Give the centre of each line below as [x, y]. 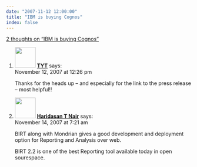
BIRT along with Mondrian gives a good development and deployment [99, 134]
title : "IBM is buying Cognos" [44, 17]
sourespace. [30, 158]
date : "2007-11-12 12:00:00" [42, 11]
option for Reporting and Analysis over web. [68, 140]
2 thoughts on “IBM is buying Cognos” [52, 39]
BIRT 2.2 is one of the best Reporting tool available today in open [93, 151]
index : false [22, 22]
